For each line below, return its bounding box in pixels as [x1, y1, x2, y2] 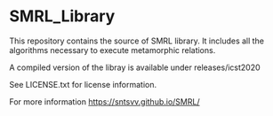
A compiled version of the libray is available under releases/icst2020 [9, 62, 261, 73]
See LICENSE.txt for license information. [9, 79, 157, 89]
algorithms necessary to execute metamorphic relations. [9, 44, 216, 55]
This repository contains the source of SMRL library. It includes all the [9, 35, 265, 46]
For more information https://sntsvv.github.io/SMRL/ [9, 96, 200, 107]
